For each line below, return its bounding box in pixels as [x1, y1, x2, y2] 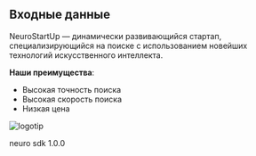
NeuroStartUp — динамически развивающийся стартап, [9, 30, 222, 41]
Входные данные [9, 7, 111, 22]
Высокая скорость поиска [21, 94, 123, 104]
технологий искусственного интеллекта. [9, 49, 164, 61]
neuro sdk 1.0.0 [9, 137, 66, 148]
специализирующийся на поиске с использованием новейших [9, 40, 248, 51]
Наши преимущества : [9, 67, 95, 78]
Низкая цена [21, 103, 70, 114]
